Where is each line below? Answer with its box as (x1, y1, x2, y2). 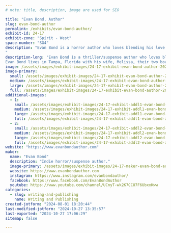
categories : (5, 187, 31, 193)
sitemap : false (5, 216, 38, 221)
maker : (5, 149, 19, 154)
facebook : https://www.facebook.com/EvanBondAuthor (10, 178, 122, 183)
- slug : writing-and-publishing (10, 192, 79, 197)
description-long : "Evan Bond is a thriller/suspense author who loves (5, 55, 160, 60)
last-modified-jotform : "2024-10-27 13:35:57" (5, 206, 106, 212)
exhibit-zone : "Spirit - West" (5, 36, 72, 41)
